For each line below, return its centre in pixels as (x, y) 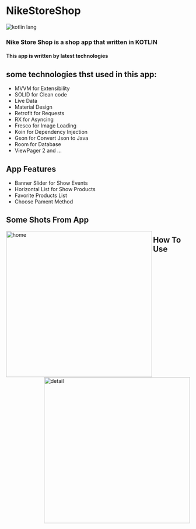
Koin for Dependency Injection (51, 132)
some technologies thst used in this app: (81, 74)
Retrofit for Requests (39, 113)
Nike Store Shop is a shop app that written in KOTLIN (82, 42)
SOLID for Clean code (41, 95)
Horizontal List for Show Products (55, 189)
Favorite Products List (41, 196)
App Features (31, 169)
